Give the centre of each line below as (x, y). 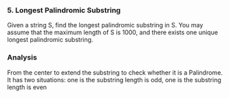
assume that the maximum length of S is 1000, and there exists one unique (113, 32)
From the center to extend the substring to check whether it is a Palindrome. (115, 72)
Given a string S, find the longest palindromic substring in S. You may (105, 25)
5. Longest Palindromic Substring (64, 10)
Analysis (22, 58)
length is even (27, 87)
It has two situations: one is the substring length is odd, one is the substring (114, 79)
